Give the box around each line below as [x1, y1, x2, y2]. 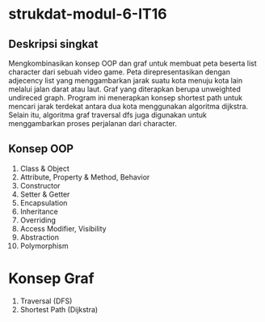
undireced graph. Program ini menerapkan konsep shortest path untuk [8, 93, 243, 102]
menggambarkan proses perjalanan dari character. [8, 119, 178, 128]
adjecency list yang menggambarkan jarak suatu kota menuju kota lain [8, 76, 243, 85]
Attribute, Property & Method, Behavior [19, 172, 150, 182]
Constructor [19, 180, 61, 190]
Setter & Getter [19, 189, 70, 199]
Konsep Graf [8, 269, 95, 287]
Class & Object [19, 163, 70, 173]
